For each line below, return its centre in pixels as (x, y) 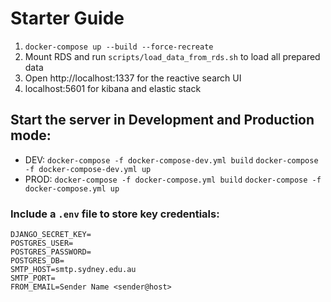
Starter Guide (67, 18)
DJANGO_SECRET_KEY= (51, 235)
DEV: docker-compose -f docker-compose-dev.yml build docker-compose (171, 159)
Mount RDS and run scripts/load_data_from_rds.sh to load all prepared (172, 56)
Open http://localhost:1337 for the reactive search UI (133, 78)
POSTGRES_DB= (37, 261)
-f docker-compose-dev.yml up (88, 169)
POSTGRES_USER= (42, 243)
